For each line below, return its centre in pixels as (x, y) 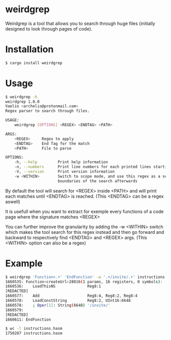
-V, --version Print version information (65, 172)
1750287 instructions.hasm (34, 333)
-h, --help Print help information (61, 162)
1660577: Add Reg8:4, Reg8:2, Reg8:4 (72, 296)
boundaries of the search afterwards (98, 181)
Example (24, 263)
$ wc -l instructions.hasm (34, 329)
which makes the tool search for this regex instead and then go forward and (85, 232)
